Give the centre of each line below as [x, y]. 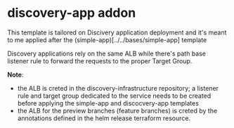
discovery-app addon [72, 13]
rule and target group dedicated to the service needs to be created [114, 96]
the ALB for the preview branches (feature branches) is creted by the [117, 110]
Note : [15, 75]
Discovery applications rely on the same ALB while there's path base [106, 53]
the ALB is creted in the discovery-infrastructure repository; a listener [118, 88]
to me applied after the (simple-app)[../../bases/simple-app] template [107, 39]
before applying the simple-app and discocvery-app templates [108, 103]
